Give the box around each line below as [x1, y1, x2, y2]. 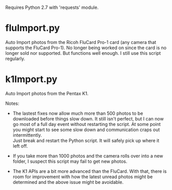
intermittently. [12, 132, 42, 138]
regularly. [5, 55, 26, 61]
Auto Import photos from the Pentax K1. [5, 90, 89, 96]
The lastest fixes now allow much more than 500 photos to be [12, 110, 143, 116]
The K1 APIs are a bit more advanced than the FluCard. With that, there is [12, 168, 167, 174]
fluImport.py [5, 23, 60, 34]
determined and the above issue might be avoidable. [12, 179, 124, 185]
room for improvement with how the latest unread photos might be [12, 174, 153, 180]
